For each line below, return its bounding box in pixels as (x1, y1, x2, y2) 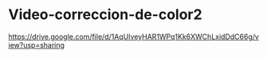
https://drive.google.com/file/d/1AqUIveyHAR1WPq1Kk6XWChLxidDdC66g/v (8, 32, 259, 41)
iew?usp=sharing (8, 40, 65, 49)
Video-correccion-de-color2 (8, 6, 202, 24)
